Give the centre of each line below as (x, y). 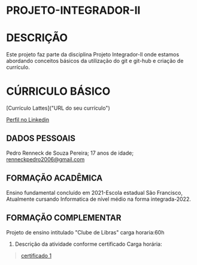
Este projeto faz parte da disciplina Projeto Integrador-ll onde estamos (93, 55)
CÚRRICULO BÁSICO (58, 91)
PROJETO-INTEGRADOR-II (73, 10)
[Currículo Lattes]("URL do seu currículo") (58, 108)
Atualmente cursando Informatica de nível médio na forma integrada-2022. (99, 199)
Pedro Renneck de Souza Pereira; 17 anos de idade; (70, 153)
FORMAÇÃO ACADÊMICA (54, 178)
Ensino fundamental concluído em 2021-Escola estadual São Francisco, (94, 192)
